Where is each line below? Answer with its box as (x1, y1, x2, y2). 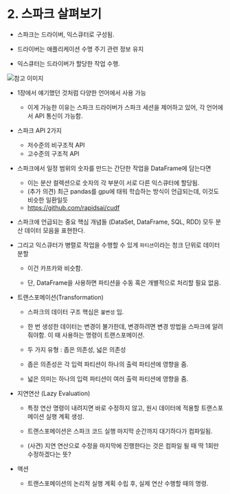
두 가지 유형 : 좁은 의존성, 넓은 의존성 (27, 345, 126, 353)
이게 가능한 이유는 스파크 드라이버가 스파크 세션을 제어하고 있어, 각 (27, 103, 205, 111)
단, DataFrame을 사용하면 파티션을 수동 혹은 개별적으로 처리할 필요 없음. (27, 279, 221, 287)
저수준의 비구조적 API (27, 141, 85, 149)
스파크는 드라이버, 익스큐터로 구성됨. (16, 30, 115, 38)
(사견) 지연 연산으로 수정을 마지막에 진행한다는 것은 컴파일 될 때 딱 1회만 (27, 441, 220, 449)
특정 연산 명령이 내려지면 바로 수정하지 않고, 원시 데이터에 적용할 (27, 403, 200, 412)
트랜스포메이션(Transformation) (16, 293, 104, 301)
